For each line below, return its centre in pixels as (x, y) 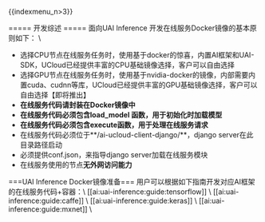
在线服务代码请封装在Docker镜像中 (77, 105)
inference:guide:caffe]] (46, 200)
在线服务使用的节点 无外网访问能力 (76, 165)
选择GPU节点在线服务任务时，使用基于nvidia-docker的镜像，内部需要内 (137, 75)
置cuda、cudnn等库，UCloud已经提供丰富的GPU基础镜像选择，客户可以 (138, 85)
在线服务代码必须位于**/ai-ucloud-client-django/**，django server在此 (136, 135)
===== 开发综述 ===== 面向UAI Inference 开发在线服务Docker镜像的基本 (129, 28)
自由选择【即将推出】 (55, 95)
